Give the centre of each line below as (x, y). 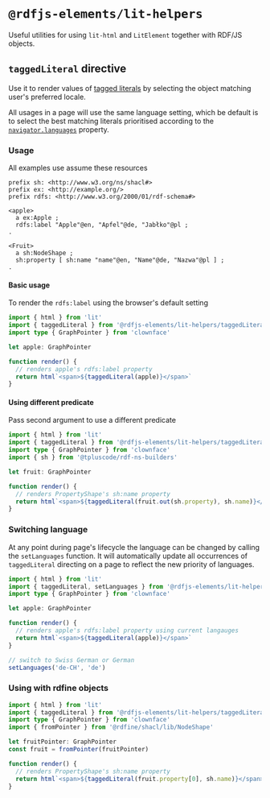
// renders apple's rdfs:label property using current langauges (127, 631)
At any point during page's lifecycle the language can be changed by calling (134, 547)
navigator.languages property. (59, 129)
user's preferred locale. (47, 97)
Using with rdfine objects (59, 688)
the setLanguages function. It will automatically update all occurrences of (128, 556)
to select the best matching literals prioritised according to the (111, 121)
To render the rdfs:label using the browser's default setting (108, 303)
